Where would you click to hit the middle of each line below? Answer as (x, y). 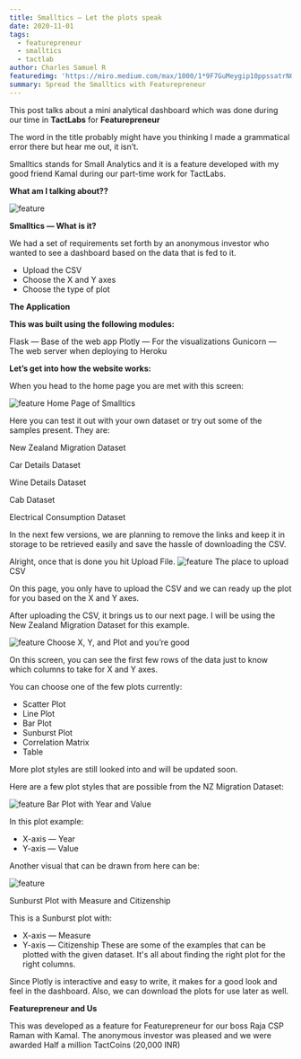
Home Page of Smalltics (91, 403)
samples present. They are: (60, 430)
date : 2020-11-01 (42, 26)
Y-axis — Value (50, 848)
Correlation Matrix (56, 742)
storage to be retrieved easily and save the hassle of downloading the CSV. (148, 543)
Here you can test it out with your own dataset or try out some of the (136, 420)
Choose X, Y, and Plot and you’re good (118, 642)
